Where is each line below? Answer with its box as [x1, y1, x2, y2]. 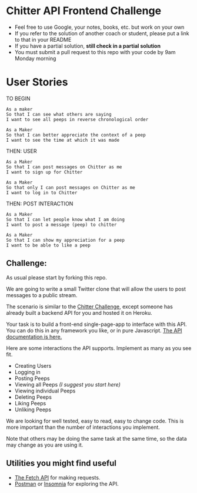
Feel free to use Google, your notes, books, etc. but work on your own [14, 24, 185, 31]
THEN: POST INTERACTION [6, 200, 74, 207]
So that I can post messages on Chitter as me [6, 164, 122, 170]
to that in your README [14, 36, 72, 43]
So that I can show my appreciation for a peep [6, 237, 125, 243]
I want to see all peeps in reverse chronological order [6, 116, 149, 122]
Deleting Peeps [14, 393, 52, 401]
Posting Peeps [14, 375, 50, 382]
